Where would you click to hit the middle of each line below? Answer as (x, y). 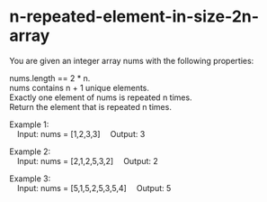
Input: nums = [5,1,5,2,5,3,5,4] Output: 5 (94, 188)
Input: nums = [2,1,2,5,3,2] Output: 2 (88, 161)
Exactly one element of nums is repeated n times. (101, 97)
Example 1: (29, 124)
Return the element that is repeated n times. (91, 106)
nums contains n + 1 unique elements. (80, 87)
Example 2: (30, 151)
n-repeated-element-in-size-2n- (134, 17)
